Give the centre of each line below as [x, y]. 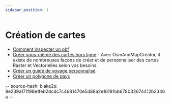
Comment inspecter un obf [41, 49]
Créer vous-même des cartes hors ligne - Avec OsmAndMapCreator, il [86, 54]
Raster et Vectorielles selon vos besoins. [55, 65]
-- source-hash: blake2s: [31, 86]
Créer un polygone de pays [41, 76]
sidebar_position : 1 [27, 10]
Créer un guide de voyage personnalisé [54, 71]
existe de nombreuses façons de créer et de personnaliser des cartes [86, 60]
